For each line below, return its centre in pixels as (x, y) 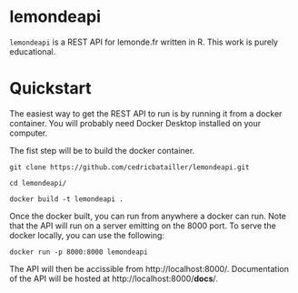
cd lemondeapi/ (38, 183)
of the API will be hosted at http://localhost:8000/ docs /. (114, 278)
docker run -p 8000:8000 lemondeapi (79, 252)
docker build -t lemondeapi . (67, 199)
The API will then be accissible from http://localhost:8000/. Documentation (149, 268)
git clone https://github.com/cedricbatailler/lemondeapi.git (129, 167)
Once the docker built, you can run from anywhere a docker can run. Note (148, 216)
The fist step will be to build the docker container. (102, 150)
